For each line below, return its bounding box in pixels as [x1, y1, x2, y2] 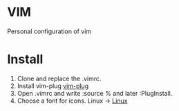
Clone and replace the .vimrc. [17, 74, 102, 83]
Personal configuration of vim [7, 27, 92, 35]
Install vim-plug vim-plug [17, 81, 88, 90]
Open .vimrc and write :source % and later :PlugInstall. [17, 89, 173, 97]
